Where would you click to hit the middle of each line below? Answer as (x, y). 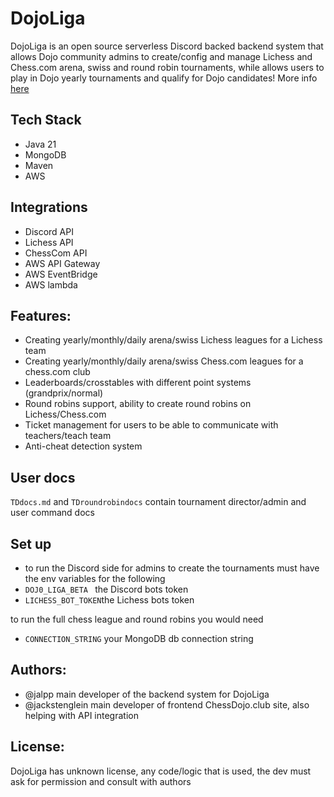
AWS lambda (51, 284)
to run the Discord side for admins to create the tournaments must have (172, 568)
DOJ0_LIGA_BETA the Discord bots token (106, 589)
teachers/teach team (68, 436)
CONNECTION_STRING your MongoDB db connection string (139, 638)
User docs (43, 477)
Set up (31, 543)
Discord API (49, 231)
